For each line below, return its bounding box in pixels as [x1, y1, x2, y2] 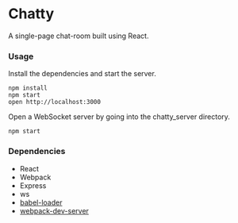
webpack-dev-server [19, 206, 90, 215]
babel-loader [19, 198, 63, 207]
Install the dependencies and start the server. [8, 69, 156, 79]
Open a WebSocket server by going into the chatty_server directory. [8, 112, 230, 121]
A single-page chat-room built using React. [8, 31, 149, 40]
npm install [8, 84, 48, 92]
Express [19, 180, 47, 190]
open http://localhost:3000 [8, 98, 102, 106]
